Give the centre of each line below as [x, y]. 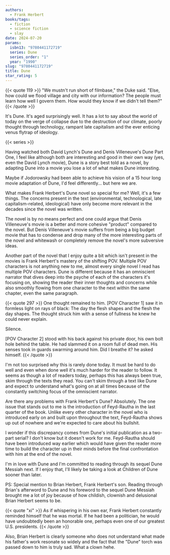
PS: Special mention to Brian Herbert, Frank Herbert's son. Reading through [84, 484]
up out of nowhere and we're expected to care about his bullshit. [73, 422]
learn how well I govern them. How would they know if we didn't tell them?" [84, 101]
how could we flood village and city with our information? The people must [83, 95]
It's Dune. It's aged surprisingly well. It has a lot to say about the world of [81, 116]
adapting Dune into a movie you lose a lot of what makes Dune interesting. [83, 168]
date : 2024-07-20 [24, 38]
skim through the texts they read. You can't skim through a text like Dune [81, 380]
